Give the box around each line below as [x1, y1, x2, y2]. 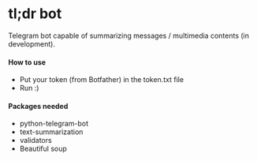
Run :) [19, 84, 39, 93]
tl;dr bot [8, 5, 62, 23]
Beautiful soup [19, 144, 67, 154]
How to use [8, 57, 46, 67]
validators [19, 136, 53, 145]
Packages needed [8, 101, 69, 110]
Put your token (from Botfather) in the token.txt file [19, 75, 184, 84]
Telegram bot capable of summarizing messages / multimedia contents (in [8, 31, 250, 40]
